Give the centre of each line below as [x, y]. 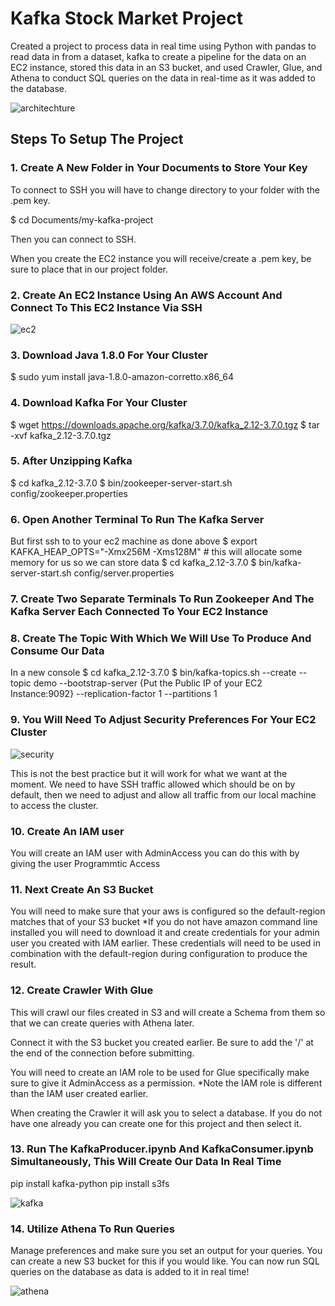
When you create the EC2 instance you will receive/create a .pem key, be [161, 258]
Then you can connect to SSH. [73, 239]
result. [23, 964]
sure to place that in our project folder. [89, 269]
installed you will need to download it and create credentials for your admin [165, 933]
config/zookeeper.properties [69, 493]
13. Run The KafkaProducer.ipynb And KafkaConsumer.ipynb [162, 1149]
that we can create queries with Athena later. [102, 1023]
